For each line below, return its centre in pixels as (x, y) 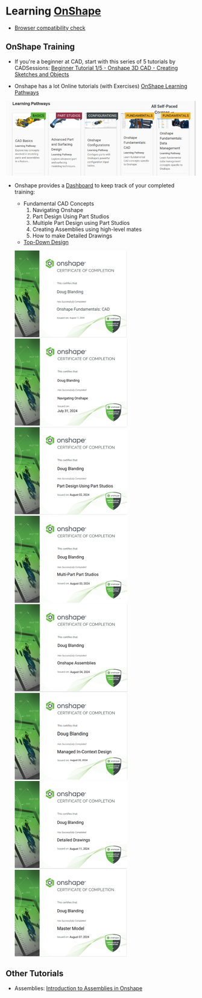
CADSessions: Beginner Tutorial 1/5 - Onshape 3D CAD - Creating (96, 68)
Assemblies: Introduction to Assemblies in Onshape (78, 988)
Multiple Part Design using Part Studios (81, 222)
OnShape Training (40, 47)
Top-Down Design (46, 242)
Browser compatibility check (50, 28)
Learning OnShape (53, 11)
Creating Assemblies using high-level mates (87, 229)
